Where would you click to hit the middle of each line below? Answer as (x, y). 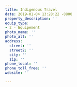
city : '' (18, 55)
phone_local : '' (21, 64)
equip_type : (17, 23)
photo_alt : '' (19, 37)
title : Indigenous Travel (31, 9)
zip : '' (17, 59)
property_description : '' (31, 18)
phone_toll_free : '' (26, 69)
